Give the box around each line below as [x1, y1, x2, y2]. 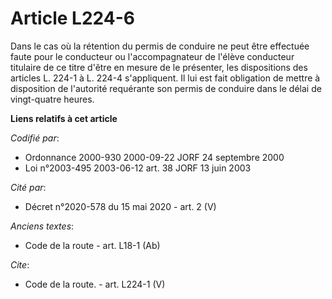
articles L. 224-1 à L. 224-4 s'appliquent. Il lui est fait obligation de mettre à [10, 72, 321, 84]
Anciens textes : [10, 220, 75, 232]
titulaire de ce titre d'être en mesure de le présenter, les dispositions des [10, 61, 308, 73]
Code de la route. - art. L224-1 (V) [24, 278, 166, 290]
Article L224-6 [10, 7, 135, 30]
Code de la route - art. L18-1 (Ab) [24, 239, 161, 251]
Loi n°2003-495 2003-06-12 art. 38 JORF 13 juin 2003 [24, 162, 252, 174]
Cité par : [10, 181, 47, 193]
